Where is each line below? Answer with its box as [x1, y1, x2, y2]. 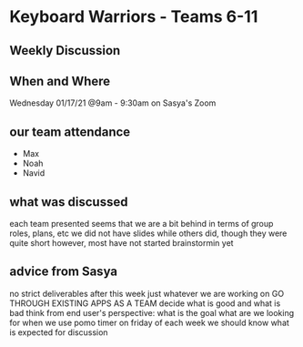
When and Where [9, 73, 111, 88]
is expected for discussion [9, 326, 108, 338]
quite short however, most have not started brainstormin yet [9, 238, 234, 249]
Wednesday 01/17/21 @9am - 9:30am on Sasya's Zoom [9, 97, 217, 108]
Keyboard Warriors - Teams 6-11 [9, 6, 258, 27]
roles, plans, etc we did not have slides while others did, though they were [9, 228, 288, 239]
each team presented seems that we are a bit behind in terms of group [9, 219, 274, 230]
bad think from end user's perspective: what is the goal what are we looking [9, 307, 295, 318]
